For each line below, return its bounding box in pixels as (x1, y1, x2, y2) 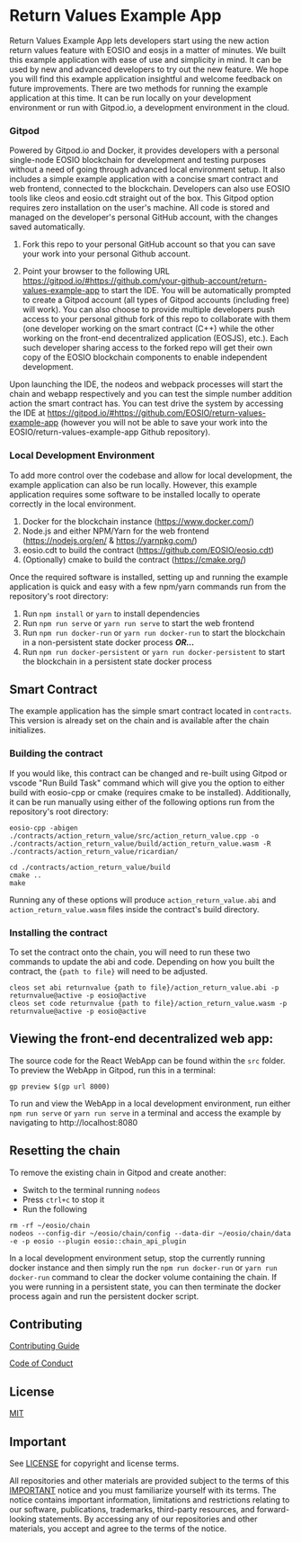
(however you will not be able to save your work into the (60, 417, 268, 428)
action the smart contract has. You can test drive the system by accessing (9, 398, 284, 409)
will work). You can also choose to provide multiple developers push (22, 304, 276, 315)
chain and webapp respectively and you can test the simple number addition (9, 389, 293, 399)
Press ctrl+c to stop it (22, 1194, 105, 1205)
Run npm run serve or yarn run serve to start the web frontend (22, 617, 254, 628)
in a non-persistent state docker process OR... (22, 636, 195, 648)
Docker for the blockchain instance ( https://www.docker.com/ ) (22, 516, 254, 526)
